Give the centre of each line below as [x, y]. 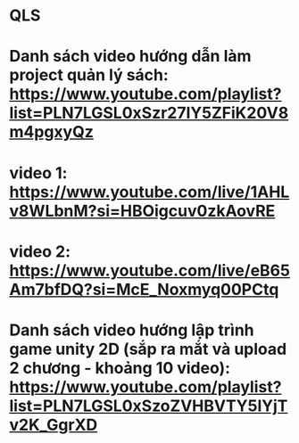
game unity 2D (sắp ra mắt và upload [148, 349]
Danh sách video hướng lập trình [132, 330]
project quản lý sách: [89, 75]
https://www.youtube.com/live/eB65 [149, 271]
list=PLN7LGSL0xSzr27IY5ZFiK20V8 [149, 113]
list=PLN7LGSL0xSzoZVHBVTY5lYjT [149, 406]
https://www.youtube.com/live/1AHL [149, 192]
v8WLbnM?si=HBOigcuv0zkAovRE [142, 211]
